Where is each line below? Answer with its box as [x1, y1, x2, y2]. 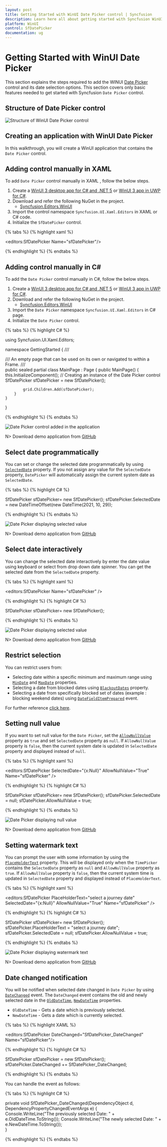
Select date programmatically [5, 448, 99, 456]
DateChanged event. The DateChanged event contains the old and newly [5, 992, 148, 998]
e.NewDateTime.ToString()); [5, 1122, 63, 1128]
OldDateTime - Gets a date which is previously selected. [12, 1007, 126, 1013]
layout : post [5, 7, 32, 12]
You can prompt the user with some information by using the [5, 854, 129, 860]
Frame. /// [5, 362, 26, 368]
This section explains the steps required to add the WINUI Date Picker [5, 79, 148, 85]
